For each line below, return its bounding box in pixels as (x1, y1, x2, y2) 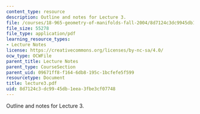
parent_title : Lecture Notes (6, 58, 79, 64)
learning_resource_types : (6, 36, 70, 42)
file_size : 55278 (6, 25, 49, 31)
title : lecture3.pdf (6, 81, 58, 87)
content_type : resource (6, 8, 65, 15)
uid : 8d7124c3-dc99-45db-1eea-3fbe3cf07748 (6, 86, 116, 92)
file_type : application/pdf (6, 31, 76, 37)
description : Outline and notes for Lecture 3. (6, 14, 127, 20)
